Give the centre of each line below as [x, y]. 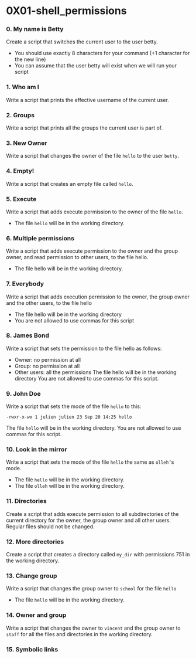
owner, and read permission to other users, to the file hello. [77, 257]
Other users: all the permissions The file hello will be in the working [95, 372]
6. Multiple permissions [40, 238]
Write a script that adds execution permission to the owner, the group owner [98, 297]
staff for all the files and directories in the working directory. [80, 634]
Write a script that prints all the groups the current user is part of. [84, 128]
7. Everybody [25, 284]
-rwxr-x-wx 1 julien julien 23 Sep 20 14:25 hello [69, 417]
